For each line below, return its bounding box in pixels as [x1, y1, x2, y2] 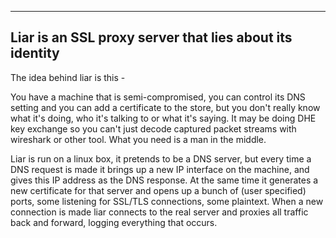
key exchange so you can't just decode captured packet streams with [10, 122, 297, 135]
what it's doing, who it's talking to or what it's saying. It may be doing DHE [10, 112, 317, 124]
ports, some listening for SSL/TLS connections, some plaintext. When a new [10, 195, 324, 207]
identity [10, 45, 60, 62]
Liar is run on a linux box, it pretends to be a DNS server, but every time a [10, 152, 312, 165]
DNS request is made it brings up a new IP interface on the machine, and [10, 163, 310, 175]
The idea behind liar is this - [10, 71, 126, 83]
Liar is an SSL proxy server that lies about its [10, 29, 293, 46]
